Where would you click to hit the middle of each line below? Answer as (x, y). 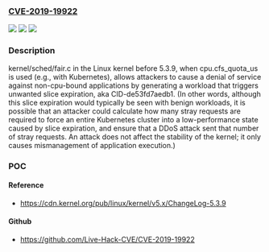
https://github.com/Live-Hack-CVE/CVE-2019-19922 (107, 239)
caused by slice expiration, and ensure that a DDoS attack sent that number (134, 128)
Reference (26, 185)
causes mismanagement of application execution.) (92, 145)
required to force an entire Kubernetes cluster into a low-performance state (134, 119)
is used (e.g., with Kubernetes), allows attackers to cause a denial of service (135, 76)
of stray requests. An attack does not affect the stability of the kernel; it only (135, 136)
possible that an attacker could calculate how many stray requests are (125, 111)
